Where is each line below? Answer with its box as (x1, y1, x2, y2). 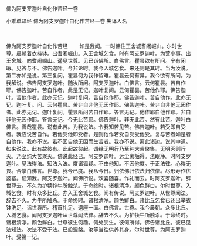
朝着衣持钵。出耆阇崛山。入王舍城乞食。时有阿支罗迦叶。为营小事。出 (21, 50, 191, 57)
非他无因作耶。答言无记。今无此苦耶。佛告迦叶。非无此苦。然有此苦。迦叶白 (6, 116, 191, 123)
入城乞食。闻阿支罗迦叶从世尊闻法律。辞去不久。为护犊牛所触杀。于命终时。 (6, 211, 191, 218)
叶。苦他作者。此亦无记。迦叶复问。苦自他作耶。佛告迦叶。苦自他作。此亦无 (6, 94, 191, 101)
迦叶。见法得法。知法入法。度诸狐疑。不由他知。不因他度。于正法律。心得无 (6, 160, 191, 167)
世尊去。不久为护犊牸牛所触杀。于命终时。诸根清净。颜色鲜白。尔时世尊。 (6, 182, 186, 189)
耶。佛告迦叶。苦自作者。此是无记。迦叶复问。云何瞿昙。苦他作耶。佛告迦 (6, 87, 186, 93)
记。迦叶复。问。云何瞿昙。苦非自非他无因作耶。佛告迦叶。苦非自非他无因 (6, 102, 186, 108)
